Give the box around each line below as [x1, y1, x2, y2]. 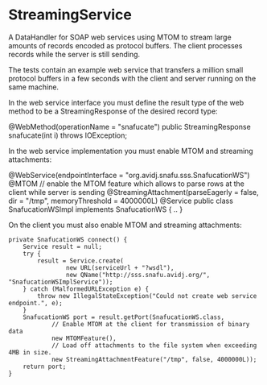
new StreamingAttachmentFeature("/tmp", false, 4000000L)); [51, 355, 257, 363]
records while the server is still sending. [8, 49, 141, 59]
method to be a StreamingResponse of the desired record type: [8, 106, 219, 116]
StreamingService [8, 6, 133, 24]
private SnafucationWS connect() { [8, 235, 128, 243]
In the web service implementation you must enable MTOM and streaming [8, 146, 253, 155]
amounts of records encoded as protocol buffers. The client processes [8, 40, 243, 50]
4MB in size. [8, 348, 52, 356]
